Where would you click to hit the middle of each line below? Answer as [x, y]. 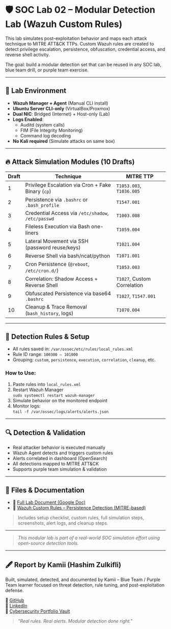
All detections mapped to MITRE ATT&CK [56, 464]
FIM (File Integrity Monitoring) [51, 130]
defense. [15, 591]
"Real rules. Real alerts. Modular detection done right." [75, 621]
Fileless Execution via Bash [58, 226]
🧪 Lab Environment [36, 91]
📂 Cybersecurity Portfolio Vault [38, 611]
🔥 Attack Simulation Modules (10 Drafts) [70, 162]
